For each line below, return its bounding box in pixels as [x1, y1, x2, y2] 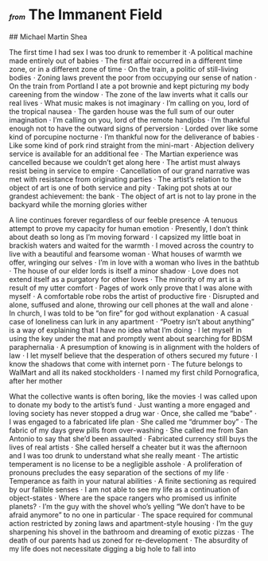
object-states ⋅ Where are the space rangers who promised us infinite [9, 492, 237, 503]
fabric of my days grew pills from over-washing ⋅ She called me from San [9, 425, 249, 435]
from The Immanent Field [9, 6, 163, 24]
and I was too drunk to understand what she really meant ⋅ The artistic [9, 450, 239, 460]
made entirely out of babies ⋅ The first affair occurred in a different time [9, 56, 243, 65]
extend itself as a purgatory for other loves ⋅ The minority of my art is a [9, 274, 241, 284]
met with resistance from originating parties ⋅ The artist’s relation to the [9, 174, 242, 184]
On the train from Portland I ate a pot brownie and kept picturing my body [9, 81, 250, 91]
